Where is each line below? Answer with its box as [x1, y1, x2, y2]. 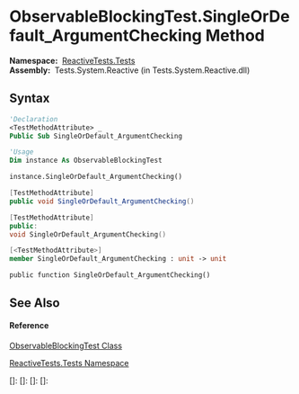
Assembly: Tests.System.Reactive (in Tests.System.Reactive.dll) [9, 65, 251, 76]
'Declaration [9, 114, 58, 123]
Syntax [9, 91, 50, 106]
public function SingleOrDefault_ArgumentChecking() [9, 271, 211, 280]
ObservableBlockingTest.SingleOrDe [9, 6, 290, 27]
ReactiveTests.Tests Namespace [9, 357, 129, 368]
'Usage [9, 148, 34, 157]
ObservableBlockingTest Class [9, 340, 123, 351]
